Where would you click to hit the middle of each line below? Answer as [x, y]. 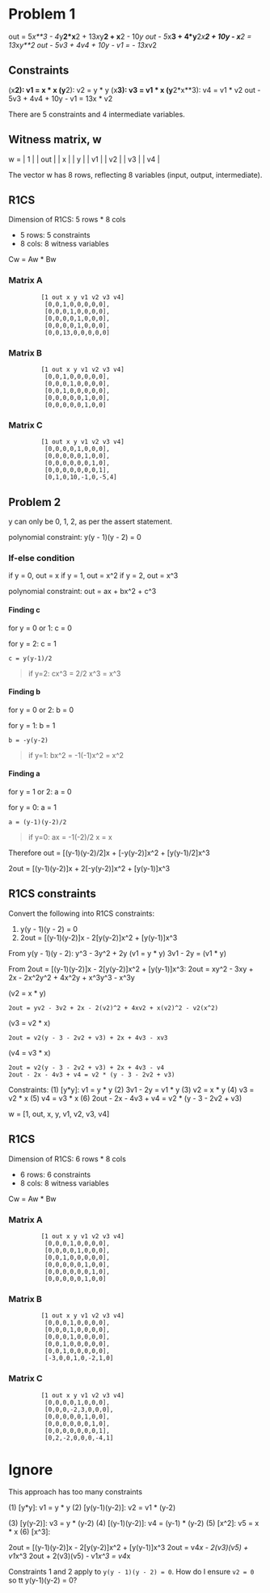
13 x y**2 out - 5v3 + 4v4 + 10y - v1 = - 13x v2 [83, 44]
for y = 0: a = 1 [32, 807]
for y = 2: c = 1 [32, 643]
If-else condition [42, 558]
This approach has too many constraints [76, 1492]
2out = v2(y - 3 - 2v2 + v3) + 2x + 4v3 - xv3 [88, 1038]
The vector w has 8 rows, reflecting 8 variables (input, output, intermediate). [135, 175]
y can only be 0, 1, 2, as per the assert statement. [90, 521]
